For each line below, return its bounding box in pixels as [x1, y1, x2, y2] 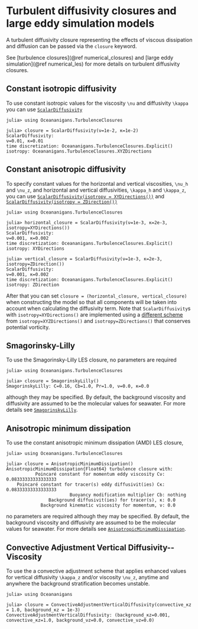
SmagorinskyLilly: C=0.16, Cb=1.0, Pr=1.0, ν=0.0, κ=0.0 [6, 383, 150, 389]
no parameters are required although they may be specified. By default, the [6, 513, 190, 520]
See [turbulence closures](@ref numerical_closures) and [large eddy [6, 54, 174, 61]
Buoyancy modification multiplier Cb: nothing [69, 492, 186, 498]
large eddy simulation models [6, 17, 155, 30]
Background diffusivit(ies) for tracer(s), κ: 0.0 [48, 497, 176, 504]
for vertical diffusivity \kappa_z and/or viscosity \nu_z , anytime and [6, 574, 169, 580]
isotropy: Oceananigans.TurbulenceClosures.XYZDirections [6, 148, 152, 154]
